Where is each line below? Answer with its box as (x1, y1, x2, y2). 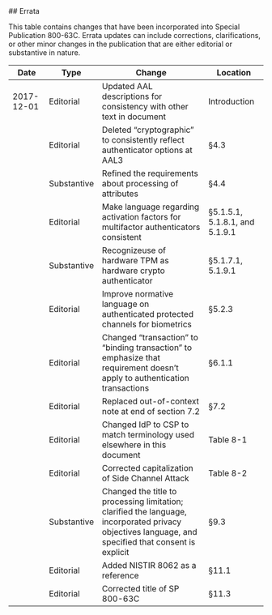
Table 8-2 (207, 468, 248, 479)
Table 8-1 (207, 434, 248, 445)
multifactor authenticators (101, 221, 201, 233)
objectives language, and (101, 527, 198, 537)
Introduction (207, 96, 255, 107)
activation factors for (101, 211, 181, 222)
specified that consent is (101, 536, 196, 548)
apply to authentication (101, 373, 190, 383)
